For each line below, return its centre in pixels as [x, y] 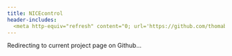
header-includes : [32, 20]
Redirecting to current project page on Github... [75, 46]
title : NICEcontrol [35, 13]
